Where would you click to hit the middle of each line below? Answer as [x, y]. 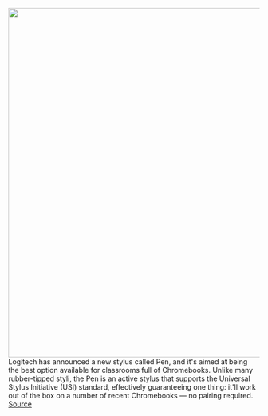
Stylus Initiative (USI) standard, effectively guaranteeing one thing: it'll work [132, 387]
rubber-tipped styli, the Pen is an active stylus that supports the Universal [129, 378]
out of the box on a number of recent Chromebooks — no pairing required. [131, 396]
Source [20, 404]
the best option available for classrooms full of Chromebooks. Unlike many [131, 370]
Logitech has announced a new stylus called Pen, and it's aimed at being [128, 362]
